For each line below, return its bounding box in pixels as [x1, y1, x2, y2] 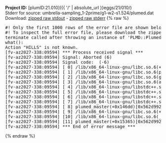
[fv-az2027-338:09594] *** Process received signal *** [5, 49, 143, 55]
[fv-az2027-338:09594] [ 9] [5, 109, 73, 114]
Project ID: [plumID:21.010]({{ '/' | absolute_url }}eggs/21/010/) [5, 5, 132, 10]
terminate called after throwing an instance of [5, 35, 125, 40]
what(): [5, 40, 24, 45]
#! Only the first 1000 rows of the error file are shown [5, 25, 149, 30]
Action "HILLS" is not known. [5, 45, 79, 50]
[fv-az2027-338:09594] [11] [5, 119, 73, 124]
